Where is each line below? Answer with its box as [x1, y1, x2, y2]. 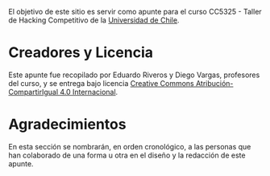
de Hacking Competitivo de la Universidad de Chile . [8, 15, 180, 25]
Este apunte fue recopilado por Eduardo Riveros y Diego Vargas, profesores [8, 70, 260, 80]
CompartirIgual [8, 87, 59, 96]
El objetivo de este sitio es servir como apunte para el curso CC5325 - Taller [8, 7, 262, 16]
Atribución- [196, 78, 234, 88]
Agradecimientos [8, 116, 127, 133]
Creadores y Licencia [8, 43, 153, 62]
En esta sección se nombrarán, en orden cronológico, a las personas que [8, 141, 251, 151]
